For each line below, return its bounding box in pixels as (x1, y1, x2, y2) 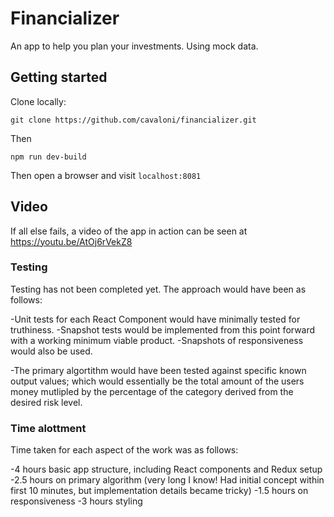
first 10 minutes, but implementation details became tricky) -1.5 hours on (10, 485, 309, 497)
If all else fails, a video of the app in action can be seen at (10, 225, 248, 237)
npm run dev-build (10, 152, 87, 162)
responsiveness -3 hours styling (10, 495, 143, 507)
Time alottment (10, 421, 87, 435)
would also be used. (10, 345, 93, 357)
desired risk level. (10, 396, 83, 408)
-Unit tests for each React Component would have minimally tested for (10, 313, 301, 325)
